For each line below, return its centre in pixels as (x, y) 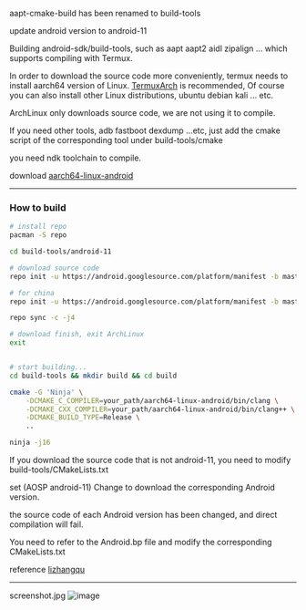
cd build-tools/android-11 (61, 252)
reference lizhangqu (47, 570)
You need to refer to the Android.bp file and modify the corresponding (141, 543)
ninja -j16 (30, 443)
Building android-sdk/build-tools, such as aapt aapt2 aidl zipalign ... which (148, 48)
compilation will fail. (46, 524)
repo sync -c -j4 (42, 318)
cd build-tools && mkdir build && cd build (93, 376)
